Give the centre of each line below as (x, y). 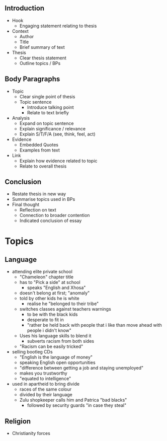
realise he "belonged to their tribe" (63, 304)
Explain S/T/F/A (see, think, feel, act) (58, 134)
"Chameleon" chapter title (47, 277)
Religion (18, 421)
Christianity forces (31, 433)
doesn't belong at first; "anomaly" (55, 293)
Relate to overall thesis (43, 166)
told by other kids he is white (49, 299)
